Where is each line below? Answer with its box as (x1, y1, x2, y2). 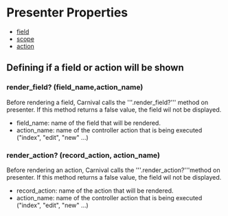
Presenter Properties (6, 5, 128, 21)
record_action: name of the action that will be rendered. (16, 187, 174, 195)
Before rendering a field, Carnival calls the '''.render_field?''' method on (6, 98, 209, 106)
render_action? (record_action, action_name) (6, 150, 161, 160)
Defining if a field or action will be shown (6, 62, 185, 73)
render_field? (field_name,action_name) (6, 82, 144, 92)
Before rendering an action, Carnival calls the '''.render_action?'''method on (6, 166, 220, 174)
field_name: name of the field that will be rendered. (16, 119, 161, 127)
